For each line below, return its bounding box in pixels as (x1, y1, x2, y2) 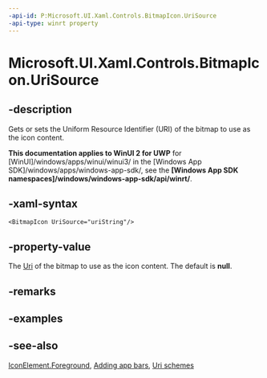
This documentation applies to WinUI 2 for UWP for (8, 148, 182, 157)
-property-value (8, 240, 91, 254)
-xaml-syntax (8, 197, 79, 210)
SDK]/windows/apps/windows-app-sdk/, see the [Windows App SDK (8, 165, 239, 175)
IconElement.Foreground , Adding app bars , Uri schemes (8, 360, 195, 370)
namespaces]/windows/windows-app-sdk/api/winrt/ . (8, 173, 192, 183)
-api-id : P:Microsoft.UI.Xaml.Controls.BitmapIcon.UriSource (8, 11, 217, 20)
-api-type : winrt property (8, 19, 99, 27)
